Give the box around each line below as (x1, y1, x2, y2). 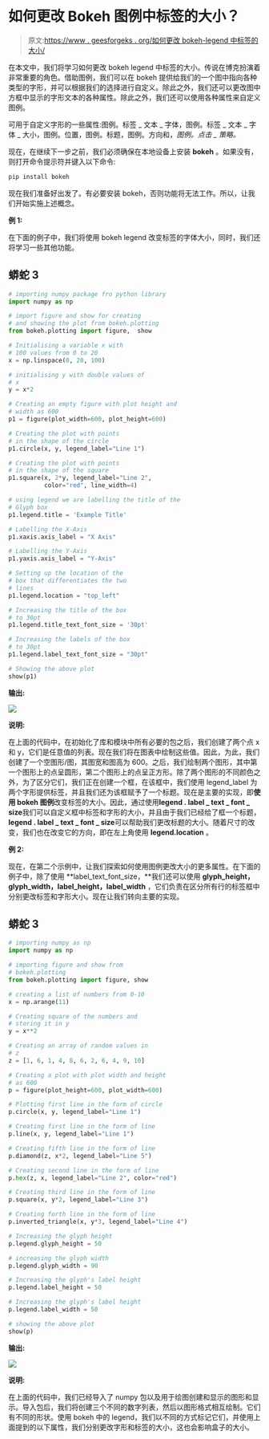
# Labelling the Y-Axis (8, 547, 88, 555)
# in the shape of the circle (8, 437, 110, 445)
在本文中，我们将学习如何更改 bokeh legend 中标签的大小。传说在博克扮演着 (8, 62, 261, 72)
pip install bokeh (8, 173, 70, 181)
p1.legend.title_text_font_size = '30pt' (8, 621, 149, 629)
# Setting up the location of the (8, 569, 124, 578)
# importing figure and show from (8, 961, 124, 969)
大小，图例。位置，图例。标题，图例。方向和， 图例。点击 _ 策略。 (22, 129, 240, 139)
